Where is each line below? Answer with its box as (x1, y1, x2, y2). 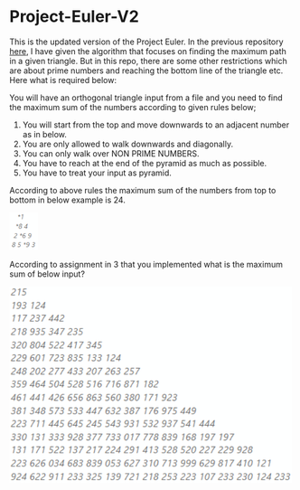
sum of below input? (9, 269, 86, 279)
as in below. (22, 128, 68, 139)
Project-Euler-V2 (9, 6, 140, 27)
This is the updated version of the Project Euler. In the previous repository (9, 36, 284, 47)
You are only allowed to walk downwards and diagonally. (22, 138, 233, 149)
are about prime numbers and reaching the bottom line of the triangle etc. (9, 65, 284, 76)
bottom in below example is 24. (9, 194, 127, 205)
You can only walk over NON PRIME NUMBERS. (22, 147, 201, 159)
